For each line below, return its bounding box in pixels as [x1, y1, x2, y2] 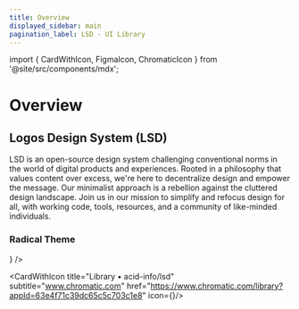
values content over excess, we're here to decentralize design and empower [9, 173, 290, 184]
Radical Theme [9, 233, 76, 246]
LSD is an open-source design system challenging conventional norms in [9, 154, 278, 165]
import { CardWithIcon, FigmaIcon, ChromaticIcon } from [9, 54, 218, 65]
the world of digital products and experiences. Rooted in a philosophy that [9, 163, 282, 174]
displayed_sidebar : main [9, 21, 102, 30]
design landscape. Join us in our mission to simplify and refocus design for [9, 192, 286, 203]
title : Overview [9, 13, 70, 22]
